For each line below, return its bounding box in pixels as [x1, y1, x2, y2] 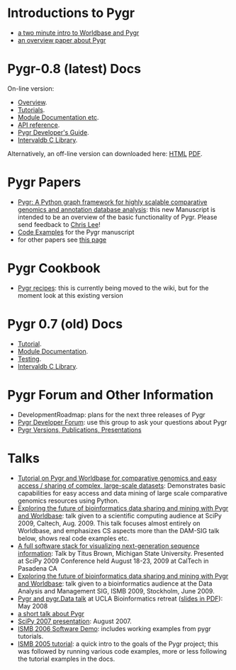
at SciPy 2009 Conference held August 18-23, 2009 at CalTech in [17, 557, 209, 565]
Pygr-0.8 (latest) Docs [7, 61, 142, 77]
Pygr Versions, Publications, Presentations [17, 425, 142, 434]
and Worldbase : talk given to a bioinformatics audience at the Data [17, 579, 213, 588]
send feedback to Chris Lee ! [17, 220, 101, 228]
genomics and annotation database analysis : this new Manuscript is [17, 205, 216, 213]
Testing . [17, 354, 42, 363]
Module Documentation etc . [17, 113, 99, 121]
